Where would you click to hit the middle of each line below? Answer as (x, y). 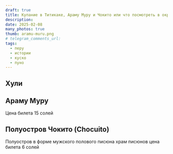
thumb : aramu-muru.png (30, 34)
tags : (11, 44)
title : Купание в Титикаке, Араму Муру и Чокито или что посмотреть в (83, 15)
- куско (18, 58)
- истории (20, 53)
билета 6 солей (22, 147)
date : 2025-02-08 (24, 24)
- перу (17, 48)
